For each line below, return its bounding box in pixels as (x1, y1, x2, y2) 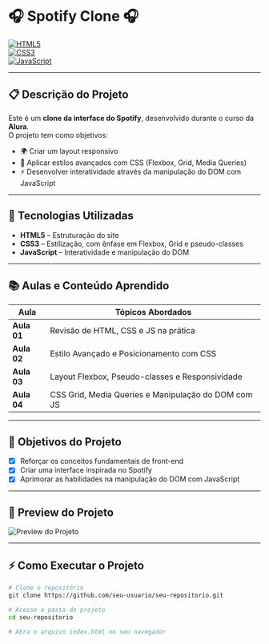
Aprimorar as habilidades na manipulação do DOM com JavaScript (19, 474, 240, 484)
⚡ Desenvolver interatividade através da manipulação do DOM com (19, 167, 242, 176)
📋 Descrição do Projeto (8, 88, 129, 102)
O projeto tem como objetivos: (8, 130, 108, 139)
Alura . (8, 122, 30, 131)
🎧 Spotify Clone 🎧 (8, 7, 139, 26)
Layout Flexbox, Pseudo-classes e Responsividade (50, 371, 243, 382)
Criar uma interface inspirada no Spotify (19, 465, 152, 475)
